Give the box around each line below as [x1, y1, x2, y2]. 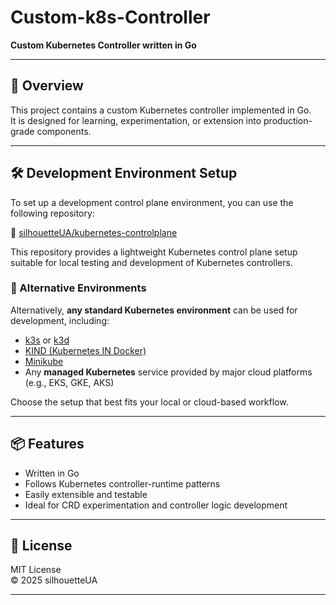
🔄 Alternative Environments [10, 281, 147, 295]
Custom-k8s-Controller [10, 6, 211, 29]
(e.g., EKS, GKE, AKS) [24, 376, 115, 388]
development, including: [10, 314, 110, 326]
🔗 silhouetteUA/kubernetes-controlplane [10, 226, 178, 238]
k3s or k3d [24, 334, 70, 346]
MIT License [10, 564, 62, 576]
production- [263, 114, 313, 126]
